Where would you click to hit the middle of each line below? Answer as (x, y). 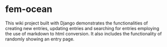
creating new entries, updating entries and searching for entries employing (82, 28)
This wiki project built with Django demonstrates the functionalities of (77, 23)
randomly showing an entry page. (40, 39)
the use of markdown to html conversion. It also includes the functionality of (83, 33)
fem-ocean (29, 9)
